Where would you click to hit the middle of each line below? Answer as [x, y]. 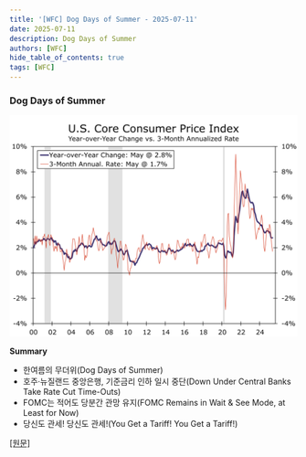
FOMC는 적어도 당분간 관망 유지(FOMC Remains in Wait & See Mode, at [154, 403]
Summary [28, 351]
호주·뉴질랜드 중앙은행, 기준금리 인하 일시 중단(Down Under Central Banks [157, 382]
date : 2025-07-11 [42, 29]
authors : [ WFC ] [38, 48]
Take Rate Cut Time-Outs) [72, 392]
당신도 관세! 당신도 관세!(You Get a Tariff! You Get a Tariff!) [130, 424]
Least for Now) [51, 413]
